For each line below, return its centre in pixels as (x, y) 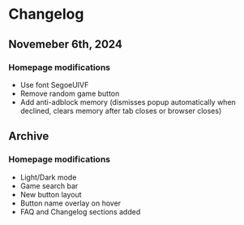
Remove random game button (70, 93)
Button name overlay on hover (71, 203)
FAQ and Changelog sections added (80, 211)
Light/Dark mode (48, 177)
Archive (29, 136)
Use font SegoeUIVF (54, 84)
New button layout (51, 194)
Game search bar (49, 186)
